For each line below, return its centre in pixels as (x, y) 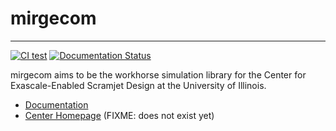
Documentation (56, 104)
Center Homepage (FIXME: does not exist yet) (119, 115)
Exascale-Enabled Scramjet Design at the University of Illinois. (138, 85)
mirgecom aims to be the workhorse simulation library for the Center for (158, 74)
